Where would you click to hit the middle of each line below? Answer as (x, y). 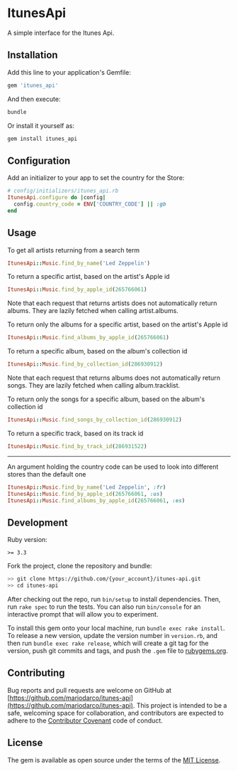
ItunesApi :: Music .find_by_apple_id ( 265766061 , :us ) (85, 494)
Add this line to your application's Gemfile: (69, 72)
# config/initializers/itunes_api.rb (63, 191)
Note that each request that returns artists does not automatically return (112, 303)
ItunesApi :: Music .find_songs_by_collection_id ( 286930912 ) (95, 420)
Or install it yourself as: (41, 125)
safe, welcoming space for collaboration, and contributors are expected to (116, 713)
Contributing (36, 673)
